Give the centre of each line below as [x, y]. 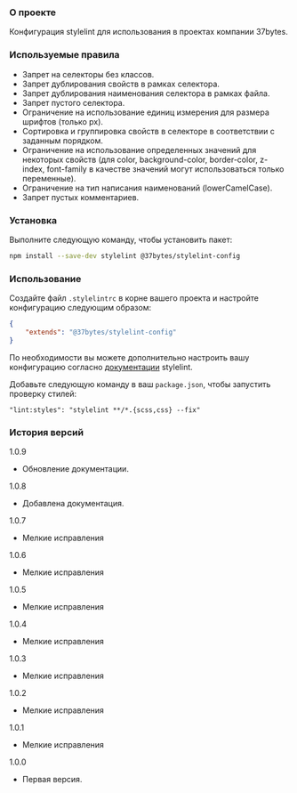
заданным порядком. [63, 141]
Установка [33, 220]
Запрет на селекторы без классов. [88, 74]
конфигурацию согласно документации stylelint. [101, 367]
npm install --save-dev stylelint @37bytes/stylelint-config [125, 255]
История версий [47, 432]
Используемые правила [64, 55]
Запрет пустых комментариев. [80, 197]
